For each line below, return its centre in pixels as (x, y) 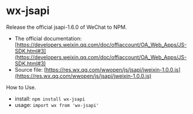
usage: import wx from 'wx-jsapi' (57, 105)
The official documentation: (48, 38)
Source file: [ (30, 69)
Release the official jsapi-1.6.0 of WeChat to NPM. (66, 27)
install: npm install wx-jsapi (50, 99)
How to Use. (21, 87)
